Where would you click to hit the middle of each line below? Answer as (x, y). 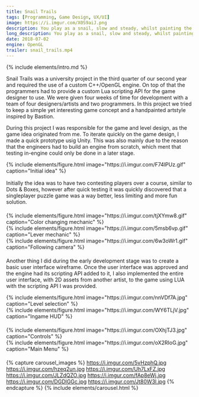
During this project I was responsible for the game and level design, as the (97, 127)
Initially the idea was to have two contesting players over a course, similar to (99, 183)
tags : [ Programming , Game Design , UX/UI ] (58, 17)
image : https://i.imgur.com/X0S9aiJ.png (57, 23)
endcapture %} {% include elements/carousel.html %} (73, 388)
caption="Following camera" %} (45, 247)
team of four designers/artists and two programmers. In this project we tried (99, 104)
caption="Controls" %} (34, 336)
